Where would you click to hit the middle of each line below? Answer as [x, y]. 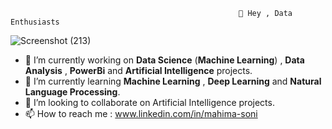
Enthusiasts [35, 22]
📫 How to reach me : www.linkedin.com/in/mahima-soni [141, 113]
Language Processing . [72, 92]
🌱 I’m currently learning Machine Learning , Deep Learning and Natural [173, 81]
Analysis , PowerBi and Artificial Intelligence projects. [138, 70]
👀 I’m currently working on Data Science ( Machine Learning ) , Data [164, 60]
